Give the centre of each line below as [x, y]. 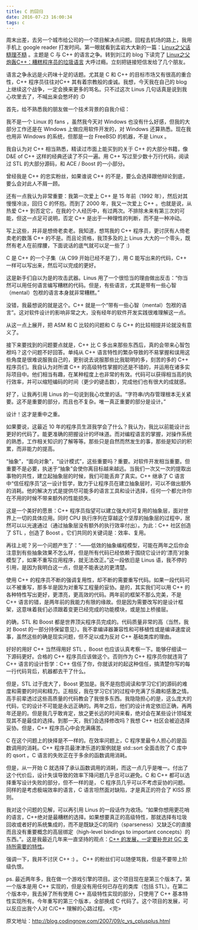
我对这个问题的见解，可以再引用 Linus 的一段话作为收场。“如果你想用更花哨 [98, 810]
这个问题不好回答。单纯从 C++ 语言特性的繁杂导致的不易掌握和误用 [103, 352]
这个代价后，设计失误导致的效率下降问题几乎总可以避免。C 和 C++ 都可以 [95, 775]
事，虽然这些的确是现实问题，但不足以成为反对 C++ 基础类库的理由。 [90, 637]
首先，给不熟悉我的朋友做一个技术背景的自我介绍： [68, 109]
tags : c [16, 22]
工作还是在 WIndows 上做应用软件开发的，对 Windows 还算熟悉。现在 [101, 129]
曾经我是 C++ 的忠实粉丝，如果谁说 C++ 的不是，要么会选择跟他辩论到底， [97, 176]
